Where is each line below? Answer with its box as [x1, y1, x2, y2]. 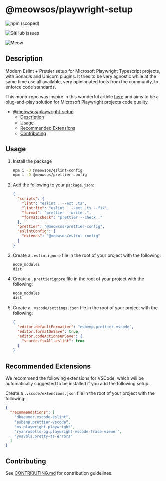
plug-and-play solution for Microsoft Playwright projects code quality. [5, 99, 149, 105]
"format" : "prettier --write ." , [22, 210, 92, 215]
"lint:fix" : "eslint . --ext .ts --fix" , [22, 205, 109, 210]
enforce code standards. [5, 84, 56, 90]
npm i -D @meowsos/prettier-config [12, 172, 87, 177]
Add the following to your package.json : [12, 182, 94, 188]
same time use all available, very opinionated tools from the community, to [5, 78, 159, 84]
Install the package [12, 158, 52, 164]
